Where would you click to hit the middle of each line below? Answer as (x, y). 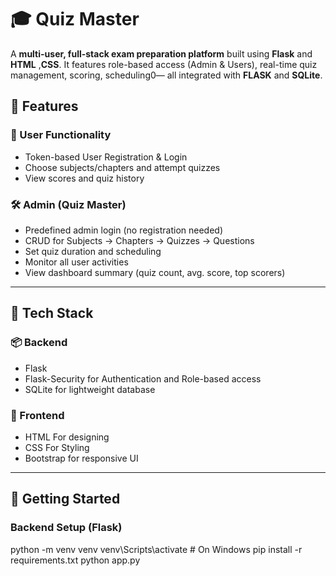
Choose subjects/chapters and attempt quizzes (122, 167)
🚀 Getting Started (65, 499)
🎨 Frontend (37, 415)
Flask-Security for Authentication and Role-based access (143, 378)
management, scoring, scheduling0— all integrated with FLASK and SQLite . (166, 75)
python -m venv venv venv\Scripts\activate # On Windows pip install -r (156, 549)
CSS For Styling (57, 447)
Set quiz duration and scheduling (93, 251)
